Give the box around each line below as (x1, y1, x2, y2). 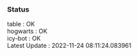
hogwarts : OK (7, 27, 48, 35)
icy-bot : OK (7, 34, 41, 43)
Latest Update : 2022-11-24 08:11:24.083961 (7, 42, 132, 50)
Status (7, 5, 29, 14)
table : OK (7, 20, 36, 28)
